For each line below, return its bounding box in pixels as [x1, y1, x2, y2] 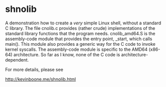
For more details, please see [5, 66, 63, 73]
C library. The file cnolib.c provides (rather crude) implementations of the [5, 25, 156, 31]
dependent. [5, 57, 29, 63]
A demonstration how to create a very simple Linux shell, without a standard [5, 20, 162, 26]
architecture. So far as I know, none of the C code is [13, 51, 121, 58]
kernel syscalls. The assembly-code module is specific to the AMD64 [5, 46, 148, 52]
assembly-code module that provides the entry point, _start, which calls [5, 36, 153, 42]
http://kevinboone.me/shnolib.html [5, 76, 76, 82]
